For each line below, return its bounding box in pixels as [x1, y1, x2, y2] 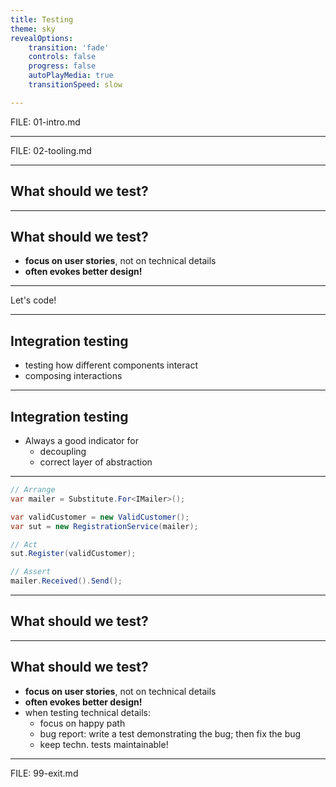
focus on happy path [39, 717, 126, 729]
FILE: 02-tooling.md [10, 144, 92, 156]
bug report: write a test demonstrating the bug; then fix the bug [39, 727, 302, 740]
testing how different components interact [24, 359, 198, 371]
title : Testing [10, 14, 74, 25]
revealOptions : [10, 33, 74, 43]
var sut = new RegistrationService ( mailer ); [10, 521, 199, 531]
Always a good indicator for [24, 435, 139, 446]
